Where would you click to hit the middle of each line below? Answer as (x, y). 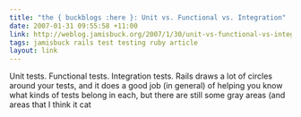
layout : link (34, 51)
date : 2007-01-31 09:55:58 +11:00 (74, 26)
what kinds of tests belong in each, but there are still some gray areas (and (147, 96)
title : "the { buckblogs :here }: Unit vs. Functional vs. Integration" (148, 17)
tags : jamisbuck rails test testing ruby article (104, 42)
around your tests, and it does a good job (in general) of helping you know (146, 86)
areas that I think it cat (50, 104)
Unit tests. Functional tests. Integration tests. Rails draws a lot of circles (141, 76)
